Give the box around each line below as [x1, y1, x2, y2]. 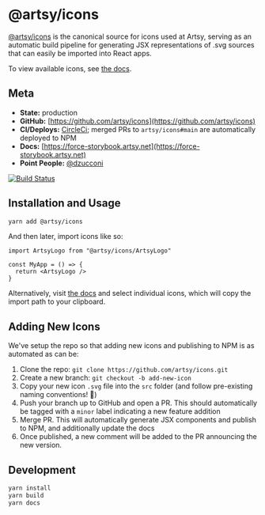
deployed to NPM [19, 133, 77, 142]
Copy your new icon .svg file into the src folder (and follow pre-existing [19, 381, 253, 391]
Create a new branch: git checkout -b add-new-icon [19, 373, 191, 383]
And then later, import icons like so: [8, 232, 123, 241]
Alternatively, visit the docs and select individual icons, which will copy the [8, 289, 252, 298]
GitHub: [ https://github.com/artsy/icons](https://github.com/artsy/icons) [19, 116, 256, 126]
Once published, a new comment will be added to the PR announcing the [19, 432, 257, 441]
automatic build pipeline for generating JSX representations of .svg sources [8, 40, 255, 49]
